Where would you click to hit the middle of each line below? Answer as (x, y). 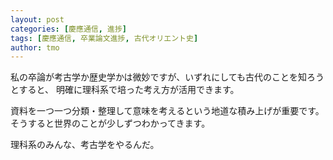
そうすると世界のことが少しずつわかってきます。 (110, 123)
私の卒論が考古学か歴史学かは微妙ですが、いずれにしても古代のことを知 (159, 77)
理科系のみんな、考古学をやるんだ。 (85, 145)
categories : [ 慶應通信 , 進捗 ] (68, 29)
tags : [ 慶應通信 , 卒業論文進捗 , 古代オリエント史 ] (104, 38)
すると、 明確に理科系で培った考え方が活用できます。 (129, 90)
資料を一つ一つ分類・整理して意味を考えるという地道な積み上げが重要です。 (167, 111)
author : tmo (35, 47)
